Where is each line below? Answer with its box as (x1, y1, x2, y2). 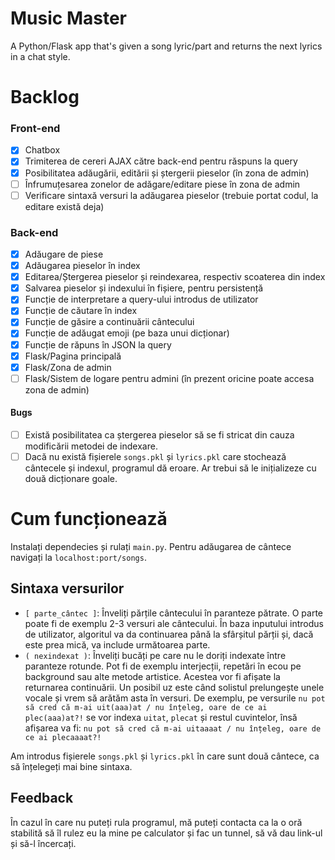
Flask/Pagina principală (24, 350, 122, 362)
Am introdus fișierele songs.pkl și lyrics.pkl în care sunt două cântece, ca (10, 750, 320, 762)
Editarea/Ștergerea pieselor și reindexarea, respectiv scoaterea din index (24, 271, 326, 283)
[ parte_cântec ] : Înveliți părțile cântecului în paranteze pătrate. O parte (24, 607, 324, 619)
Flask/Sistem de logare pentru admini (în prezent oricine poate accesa (24, 372, 315, 384)
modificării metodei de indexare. (24, 440, 158, 452)
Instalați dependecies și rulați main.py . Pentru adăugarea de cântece (10, 541, 292, 553)
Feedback (10, 790, 74, 807)
